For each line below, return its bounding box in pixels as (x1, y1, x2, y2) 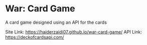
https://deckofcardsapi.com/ (5, 34, 64, 40)
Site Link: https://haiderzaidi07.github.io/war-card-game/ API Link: (5, 29, 142, 35)
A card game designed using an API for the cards (5, 19, 107, 25)
